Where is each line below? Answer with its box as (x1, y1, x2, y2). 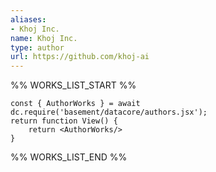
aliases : (10, 14, 47, 25)
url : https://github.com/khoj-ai (10, 52, 150, 62)
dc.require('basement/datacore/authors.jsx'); (10, 107, 208, 118)
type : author (10, 42, 65, 53)
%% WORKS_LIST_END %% (10, 151, 128, 163)
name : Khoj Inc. (10, 33, 78, 43)
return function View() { (10, 116, 118, 126)
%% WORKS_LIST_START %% (10, 79, 137, 91)
